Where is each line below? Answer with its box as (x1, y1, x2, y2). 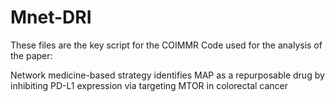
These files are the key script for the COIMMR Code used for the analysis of (10, 39, 323, 51)
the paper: (10, 49, 53, 61)
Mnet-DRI (10, 6, 92, 29)
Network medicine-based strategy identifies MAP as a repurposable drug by (10, 69, 325, 81)
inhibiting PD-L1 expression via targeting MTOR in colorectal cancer (10, 79, 289, 91)
